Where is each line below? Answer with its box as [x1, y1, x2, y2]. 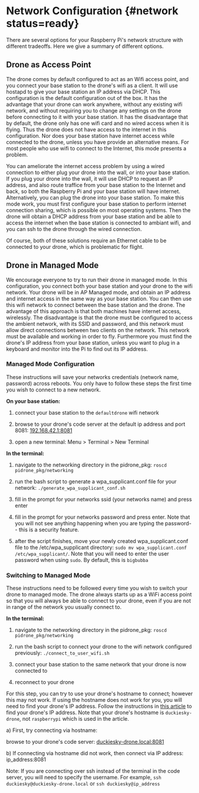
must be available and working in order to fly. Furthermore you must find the [6, 333, 192, 340]
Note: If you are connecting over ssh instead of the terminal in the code [6, 768, 181, 775]
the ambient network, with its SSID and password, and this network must [6, 320, 184, 327]
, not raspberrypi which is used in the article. [19, 715, 129, 723]
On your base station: [6, 397, 60, 404]
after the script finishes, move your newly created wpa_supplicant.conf [14, 537, 188, 544]
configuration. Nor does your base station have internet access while [6, 132, 175, 139]
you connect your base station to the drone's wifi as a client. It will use [6, 82, 178, 89]
